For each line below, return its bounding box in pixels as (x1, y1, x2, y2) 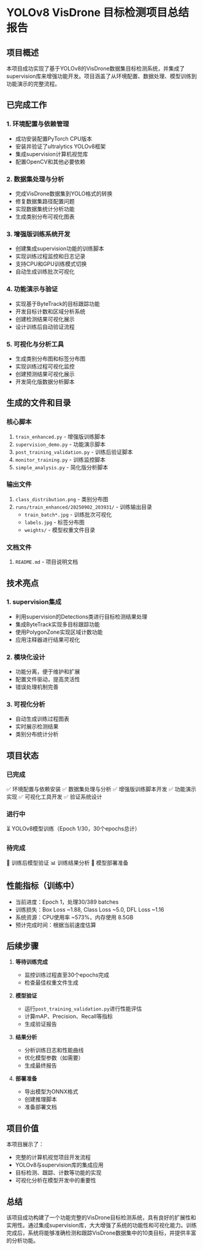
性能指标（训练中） (6, 881, 79, 891)
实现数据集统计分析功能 (15, 205, 75, 213)
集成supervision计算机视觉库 (15, 150, 88, 157)
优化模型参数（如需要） (24, 1054, 84, 1061)
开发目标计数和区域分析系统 (15, 308, 86, 315)
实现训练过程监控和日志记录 (15, 252, 86, 260)
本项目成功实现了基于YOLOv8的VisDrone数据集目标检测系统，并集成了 (6, 65, 185, 72)
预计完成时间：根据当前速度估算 (15, 921, 96, 928)
